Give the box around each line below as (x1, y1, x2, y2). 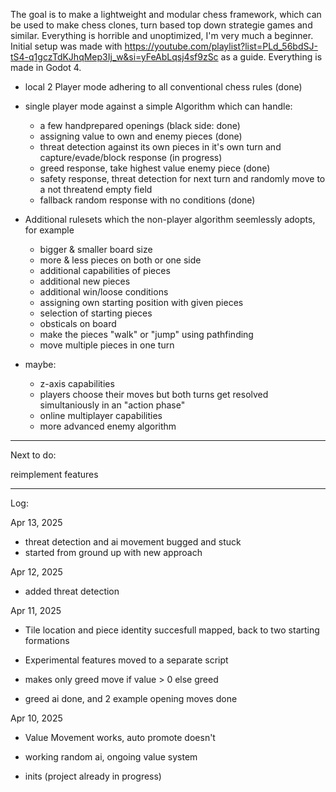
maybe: (24, 359, 57, 370)
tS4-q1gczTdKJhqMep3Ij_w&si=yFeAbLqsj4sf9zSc (10, 51, 219, 63)
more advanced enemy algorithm (39, 420, 177, 432)
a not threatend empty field (39, 184, 153, 195)
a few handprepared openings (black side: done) (39, 120, 241, 131)
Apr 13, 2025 (10, 517, 63, 528)
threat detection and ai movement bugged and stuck (24, 536, 242, 548)
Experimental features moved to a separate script (24, 654, 229, 666)
